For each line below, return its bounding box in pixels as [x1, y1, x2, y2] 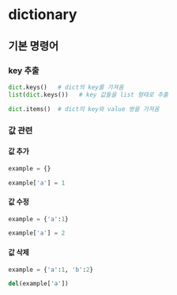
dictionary [8, 6, 77, 24]
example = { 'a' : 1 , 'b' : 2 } [8, 266, 93, 274]
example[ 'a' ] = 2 [8, 229, 66, 237]
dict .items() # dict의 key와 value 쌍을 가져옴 [8, 105, 160, 113]
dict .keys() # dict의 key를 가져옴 [8, 83, 124, 91]
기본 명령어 [8, 39, 59, 52]
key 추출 [8, 65, 40, 76]
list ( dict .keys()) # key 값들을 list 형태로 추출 [8, 90, 168, 98]
